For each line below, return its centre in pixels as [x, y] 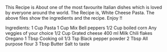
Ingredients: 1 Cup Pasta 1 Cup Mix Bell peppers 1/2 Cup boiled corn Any [81, 28]
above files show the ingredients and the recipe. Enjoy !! [64, 18]
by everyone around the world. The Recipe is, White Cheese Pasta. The [80, 13]
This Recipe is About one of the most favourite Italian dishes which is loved [84, 7]
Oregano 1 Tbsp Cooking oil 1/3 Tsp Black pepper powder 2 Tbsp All [77, 38]
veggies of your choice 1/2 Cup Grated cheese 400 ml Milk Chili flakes [79, 33]
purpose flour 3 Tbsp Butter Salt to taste [47, 44]
